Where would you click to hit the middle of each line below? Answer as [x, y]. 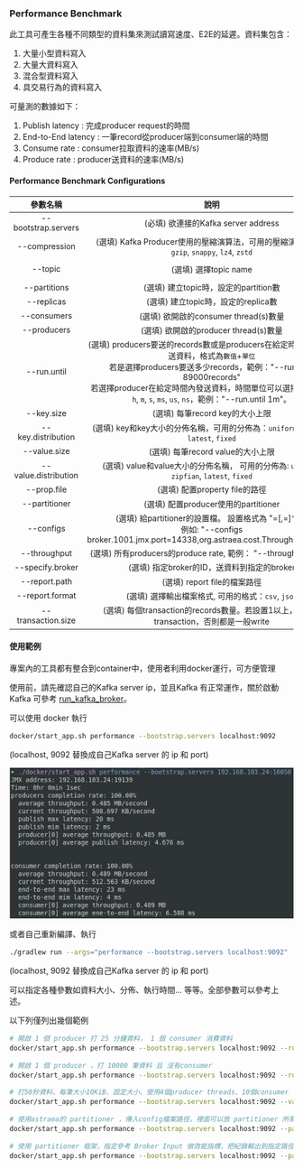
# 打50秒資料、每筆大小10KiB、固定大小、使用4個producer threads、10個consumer [149, 1092]
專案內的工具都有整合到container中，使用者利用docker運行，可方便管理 [143, 668]
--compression [46, 246]
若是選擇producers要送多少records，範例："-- [197, 367]
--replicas [46, 302]
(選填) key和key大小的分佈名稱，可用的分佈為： [180, 428]
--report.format [46, 596]
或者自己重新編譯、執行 [53, 934]
